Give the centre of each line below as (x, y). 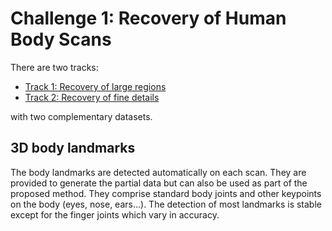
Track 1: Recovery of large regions (95, 86)
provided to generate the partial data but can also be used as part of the (159, 183)
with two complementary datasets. (81, 116)
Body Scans (61, 39)
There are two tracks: (54, 67)
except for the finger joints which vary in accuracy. (115, 214)
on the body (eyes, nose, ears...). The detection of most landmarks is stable (166, 204)
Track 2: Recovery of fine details (92, 97)
